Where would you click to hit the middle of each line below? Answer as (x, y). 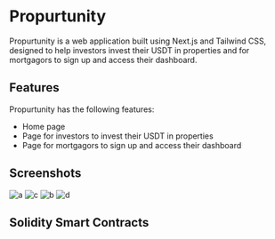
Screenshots (45, 174)
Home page (44, 126)
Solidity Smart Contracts (79, 223)
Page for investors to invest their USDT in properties (117, 136)
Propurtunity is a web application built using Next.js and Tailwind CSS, (138, 41)
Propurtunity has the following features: (82, 109)
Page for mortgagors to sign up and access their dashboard (132, 145)
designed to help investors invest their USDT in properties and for (129, 50)
